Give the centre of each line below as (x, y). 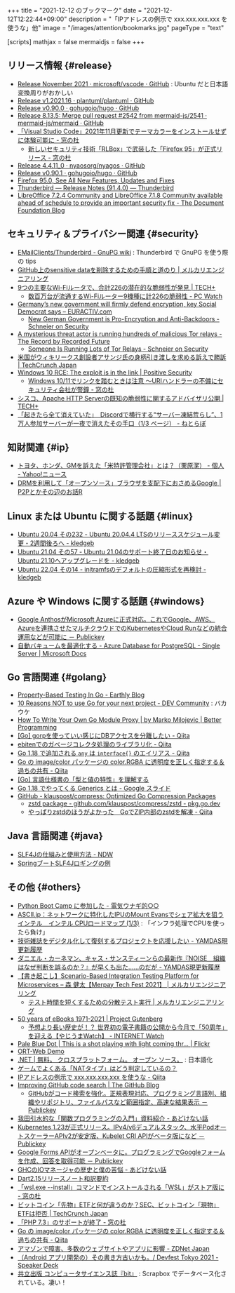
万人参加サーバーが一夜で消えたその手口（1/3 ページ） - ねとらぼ (112, 423)
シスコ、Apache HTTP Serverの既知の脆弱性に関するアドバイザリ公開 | (121, 398)
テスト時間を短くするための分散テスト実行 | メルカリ (104, 1002)
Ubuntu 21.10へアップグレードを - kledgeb (79, 561)
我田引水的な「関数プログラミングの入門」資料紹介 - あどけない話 (113, 1118)
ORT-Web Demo (41, 1051)
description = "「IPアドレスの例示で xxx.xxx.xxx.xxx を (148, 19)
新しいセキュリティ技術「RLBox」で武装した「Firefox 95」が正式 (122, 149)
